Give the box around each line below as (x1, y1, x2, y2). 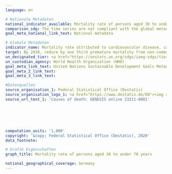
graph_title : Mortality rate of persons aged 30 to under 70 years (5, 152, 153, 157)
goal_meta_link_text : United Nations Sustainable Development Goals (5, 64, 155, 69)
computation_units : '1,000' (5, 128, 66, 133)
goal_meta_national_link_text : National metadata (5, 31, 114, 36)
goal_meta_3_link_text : (5, 73, 56, 79)
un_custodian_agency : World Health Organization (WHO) (5, 59, 125, 64)
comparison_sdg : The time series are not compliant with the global (5, 26, 155, 31)
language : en (5, 7, 33, 13)
